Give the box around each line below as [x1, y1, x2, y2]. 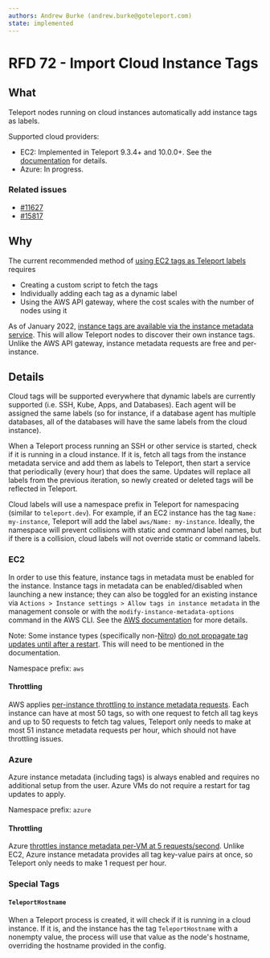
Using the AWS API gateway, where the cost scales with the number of [19, 297, 255, 307]
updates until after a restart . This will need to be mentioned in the [8, 639, 225, 649]
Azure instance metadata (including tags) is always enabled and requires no [8, 772, 260, 782]
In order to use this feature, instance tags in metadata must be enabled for [8, 572, 255, 582]
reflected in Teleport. [8, 484, 78, 493]
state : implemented [8, 19, 74, 27]
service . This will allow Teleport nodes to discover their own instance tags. [8, 329, 256, 339]
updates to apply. [8, 790, 66, 799]
